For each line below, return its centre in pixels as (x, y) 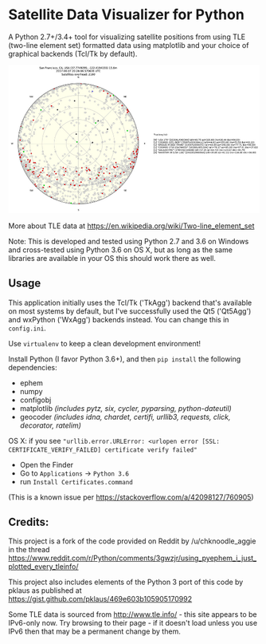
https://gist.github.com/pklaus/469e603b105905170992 (100, 599)
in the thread (29, 550)
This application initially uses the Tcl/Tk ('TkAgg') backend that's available (130, 302)
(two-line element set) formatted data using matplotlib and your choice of (129, 45)
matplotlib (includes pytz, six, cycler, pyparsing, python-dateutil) (126, 408)
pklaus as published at (45, 591)
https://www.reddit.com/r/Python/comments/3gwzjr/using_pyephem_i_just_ (133, 558)
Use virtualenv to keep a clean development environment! (105, 343)
